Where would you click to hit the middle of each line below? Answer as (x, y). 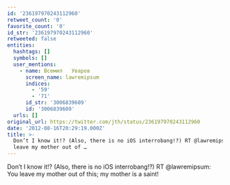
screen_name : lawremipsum (62, 77)
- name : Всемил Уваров (55, 71)
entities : (21, 45)
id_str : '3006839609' (56, 103)
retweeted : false (32, 39)
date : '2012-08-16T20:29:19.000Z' (56, 128)
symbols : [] (30, 58)
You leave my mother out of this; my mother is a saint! (83, 174)
